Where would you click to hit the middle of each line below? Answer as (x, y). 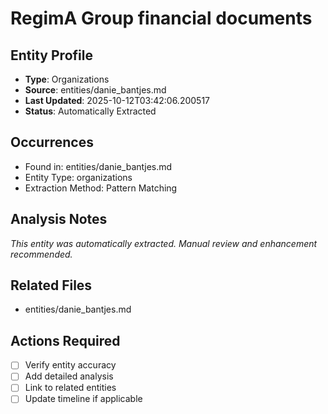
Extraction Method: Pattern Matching (101, 188)
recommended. (41, 254)
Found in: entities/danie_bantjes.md (98, 166)
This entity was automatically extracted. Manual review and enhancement (164, 243)
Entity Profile (51, 55)
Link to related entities (70, 388)
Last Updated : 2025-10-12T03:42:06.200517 (117, 100)
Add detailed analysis (69, 376)
